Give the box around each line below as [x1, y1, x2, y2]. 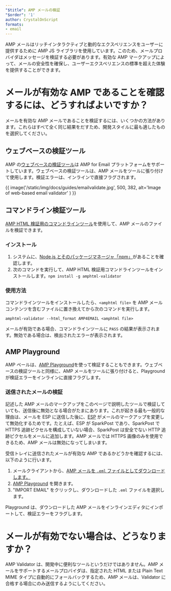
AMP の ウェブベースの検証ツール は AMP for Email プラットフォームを [5, 161, 152, 167]
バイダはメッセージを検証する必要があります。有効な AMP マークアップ [5, 54, 156, 60]
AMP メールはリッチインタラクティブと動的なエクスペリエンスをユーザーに [5, 42, 163, 48]
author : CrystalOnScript [5, 17, 58, 22]
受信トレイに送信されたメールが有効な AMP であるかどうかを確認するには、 [5, 451, 165, 457]
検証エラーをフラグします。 [27, 511, 85, 517]
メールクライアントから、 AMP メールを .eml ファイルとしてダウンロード [12, 467, 165, 474]
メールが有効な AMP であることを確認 [5, 87, 165, 98]
